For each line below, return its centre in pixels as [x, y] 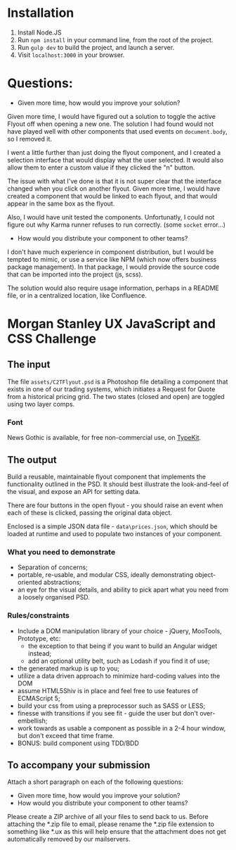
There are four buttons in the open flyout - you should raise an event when [115, 505]
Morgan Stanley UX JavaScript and [112, 324]
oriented [29, 583]
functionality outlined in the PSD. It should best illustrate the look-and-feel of [118, 484]
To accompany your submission [79, 765]
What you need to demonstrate [61, 552]
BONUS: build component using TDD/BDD [78, 743]
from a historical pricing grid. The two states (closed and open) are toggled [116, 396]
